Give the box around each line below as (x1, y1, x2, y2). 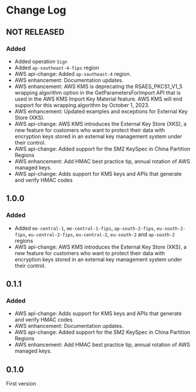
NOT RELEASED (6, 27, 65, 37)
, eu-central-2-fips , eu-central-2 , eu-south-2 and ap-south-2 (25, 230, 175, 238)
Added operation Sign (14, 58, 67, 65)
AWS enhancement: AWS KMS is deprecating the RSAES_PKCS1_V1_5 (14, 83, 183, 90)
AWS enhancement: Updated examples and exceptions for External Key (14, 108, 188, 115)
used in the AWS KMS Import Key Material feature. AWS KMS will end (14, 95, 183, 102)
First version (6, 380, 36, 387)
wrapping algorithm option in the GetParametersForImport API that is (14, 89, 181, 96)
